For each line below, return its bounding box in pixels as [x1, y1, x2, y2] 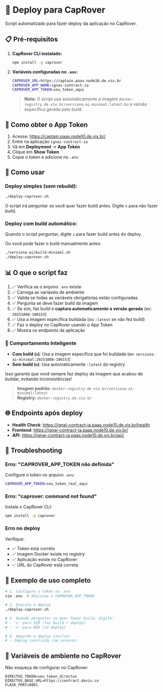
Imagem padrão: [17, 385, 51, 391]
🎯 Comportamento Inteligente [5, 340, 77, 347]
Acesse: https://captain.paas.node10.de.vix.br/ [12, 133, 106, 139]
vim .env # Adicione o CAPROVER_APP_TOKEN [5, 594, 95, 598]
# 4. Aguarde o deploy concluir [5, 634, 71, 638]
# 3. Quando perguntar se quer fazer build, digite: [5, 616, 114, 620]
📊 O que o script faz [5, 269, 68, 277]
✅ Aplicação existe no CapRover [12, 556, 77, 562]
